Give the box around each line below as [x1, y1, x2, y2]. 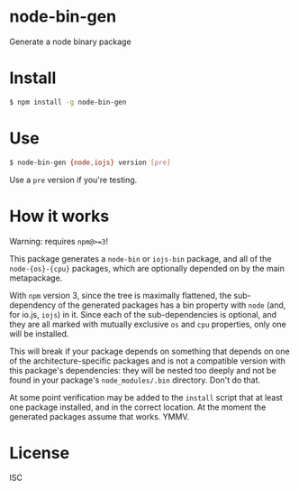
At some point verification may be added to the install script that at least [9, 392, 284, 402]
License [9, 442, 70, 463]
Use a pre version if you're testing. [9, 174, 138, 185]
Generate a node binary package [9, 36, 132, 47]
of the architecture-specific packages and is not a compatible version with [9, 355, 286, 366]
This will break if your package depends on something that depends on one [9, 346, 290, 356]
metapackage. [9, 273, 63, 283]
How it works [9, 206, 110, 227]
